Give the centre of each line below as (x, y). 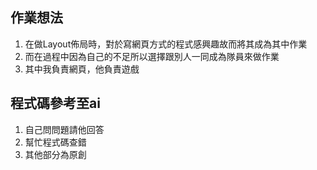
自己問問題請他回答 (64, 129)
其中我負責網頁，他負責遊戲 (82, 69)
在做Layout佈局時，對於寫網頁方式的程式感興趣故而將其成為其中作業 (166, 44)
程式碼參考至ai (55, 103)
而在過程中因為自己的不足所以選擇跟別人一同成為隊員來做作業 (152, 56)
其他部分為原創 (55, 154)
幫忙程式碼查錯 (55, 142)
